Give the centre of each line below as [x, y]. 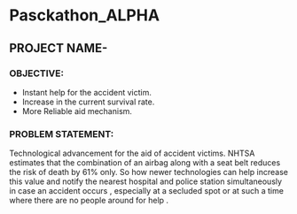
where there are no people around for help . [89, 201]
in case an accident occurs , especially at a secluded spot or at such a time [146, 191]
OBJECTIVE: [37, 73]
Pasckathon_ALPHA [85, 15]
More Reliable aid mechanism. [77, 111]
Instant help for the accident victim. [87, 92]
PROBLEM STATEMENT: [62, 134]
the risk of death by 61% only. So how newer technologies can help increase [148, 172]
